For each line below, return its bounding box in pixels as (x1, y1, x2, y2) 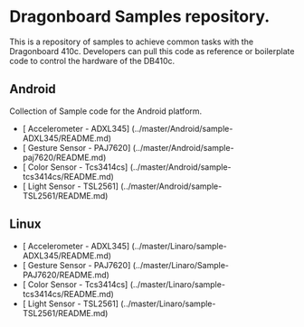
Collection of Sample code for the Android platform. (9, 106, 203, 117)
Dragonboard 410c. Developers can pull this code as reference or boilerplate (9, 45, 295, 56)
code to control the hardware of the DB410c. (9, 55, 176, 66)
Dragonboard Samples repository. (9, 6, 271, 27)
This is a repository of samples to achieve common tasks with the (9, 36, 254, 47)
